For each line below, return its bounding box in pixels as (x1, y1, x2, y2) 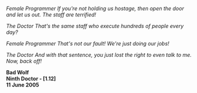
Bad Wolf (6, 69, 29, 75)
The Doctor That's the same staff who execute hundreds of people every (6, 23, 184, 29)
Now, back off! (6, 58, 42, 64)
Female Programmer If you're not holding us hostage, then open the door (6, 5, 185, 12)
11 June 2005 (6, 81, 40, 88)
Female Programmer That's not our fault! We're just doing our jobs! (6, 40, 170, 47)
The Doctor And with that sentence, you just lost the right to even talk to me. (6, 51, 192, 58)
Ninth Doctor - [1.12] (6, 75, 56, 82)
